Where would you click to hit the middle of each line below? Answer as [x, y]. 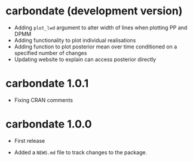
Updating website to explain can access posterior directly [85, 59]
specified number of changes [50, 53]
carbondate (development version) [94, 11]
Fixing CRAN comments [43, 100]
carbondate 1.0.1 [47, 83]
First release [30, 140]
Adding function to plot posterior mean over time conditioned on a [96, 47]
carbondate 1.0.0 [49, 124]
